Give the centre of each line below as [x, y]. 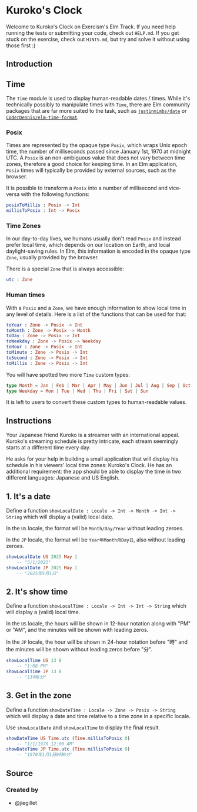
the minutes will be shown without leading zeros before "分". [79, 650]
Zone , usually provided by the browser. [52, 257]
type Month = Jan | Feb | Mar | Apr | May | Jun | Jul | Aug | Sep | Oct [98, 385]
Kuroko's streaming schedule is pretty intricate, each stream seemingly [92, 441]
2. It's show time [37, 591]
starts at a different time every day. [49, 448]
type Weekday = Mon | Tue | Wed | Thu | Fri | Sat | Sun [77, 391]
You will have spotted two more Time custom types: [68, 374]
